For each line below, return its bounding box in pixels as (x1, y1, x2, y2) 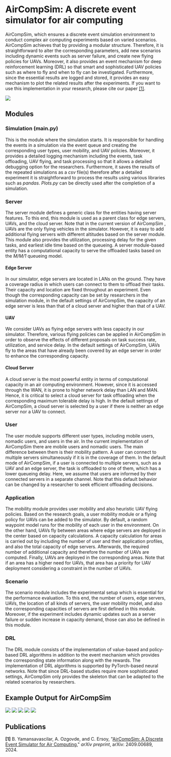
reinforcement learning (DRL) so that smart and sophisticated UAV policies (5, 64, 161, 70)
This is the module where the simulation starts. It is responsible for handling (5, 137, 164, 143)
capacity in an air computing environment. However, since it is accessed (5, 381, 157, 388)
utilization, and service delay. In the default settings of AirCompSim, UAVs (5, 342, 160, 348)
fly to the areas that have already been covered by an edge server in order (5, 347, 161, 354)
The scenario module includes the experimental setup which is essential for (5, 589, 164, 596)
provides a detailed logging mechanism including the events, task (5, 153, 142, 159)
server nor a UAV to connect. (5, 409, 66, 415)
